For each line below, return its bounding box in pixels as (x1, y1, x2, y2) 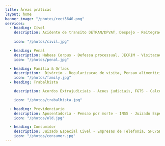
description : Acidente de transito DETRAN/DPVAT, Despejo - (14, 30, 139, 35)
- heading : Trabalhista (9, 80, 58, 85)
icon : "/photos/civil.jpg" (14, 39, 69, 44)
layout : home (5, 12, 32, 17)
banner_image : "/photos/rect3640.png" (5, 16, 84, 21)
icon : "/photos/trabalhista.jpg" (14, 97, 82, 102)
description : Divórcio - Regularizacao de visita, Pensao (14, 71, 137, 76)
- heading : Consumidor (9, 124, 56, 129)
